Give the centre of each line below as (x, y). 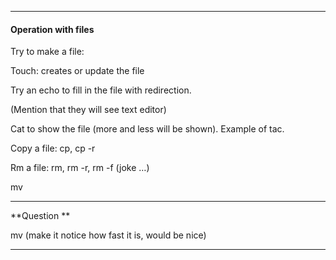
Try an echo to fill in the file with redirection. (101, 90)
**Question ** (40, 216)
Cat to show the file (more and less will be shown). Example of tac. (147, 129)
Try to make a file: (47, 52)
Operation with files (52, 29)
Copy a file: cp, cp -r (53, 148)
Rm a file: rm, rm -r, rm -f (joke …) (80, 168)
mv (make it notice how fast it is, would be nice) (108, 235)
